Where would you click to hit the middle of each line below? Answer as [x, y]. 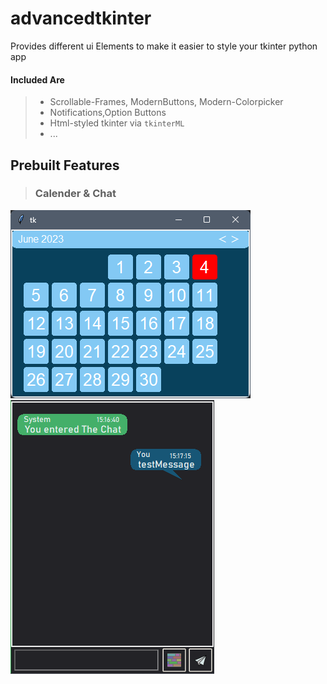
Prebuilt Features [65, 165]
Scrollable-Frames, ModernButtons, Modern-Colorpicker [166, 102]
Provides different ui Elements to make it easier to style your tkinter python [164, 46]
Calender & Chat [75, 194]
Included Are [37, 79]
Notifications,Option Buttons [108, 113]
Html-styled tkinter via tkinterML [117, 123]
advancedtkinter [81, 18]
